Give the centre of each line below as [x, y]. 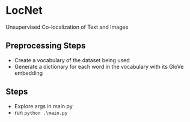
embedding [29, 73]
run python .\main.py [41, 112]
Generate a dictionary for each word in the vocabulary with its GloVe [99, 66]
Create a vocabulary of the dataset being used [72, 60]
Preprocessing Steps [46, 46]
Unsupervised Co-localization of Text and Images [67, 27]
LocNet [24, 10]
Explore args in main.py [43, 106]
